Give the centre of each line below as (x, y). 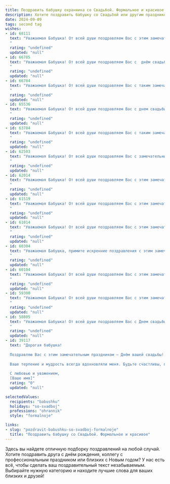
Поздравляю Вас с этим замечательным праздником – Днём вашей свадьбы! (87, 354)
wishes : (13, 29)
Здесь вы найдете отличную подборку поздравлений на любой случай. (83, 449)
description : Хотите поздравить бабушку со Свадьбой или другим (74, 15)
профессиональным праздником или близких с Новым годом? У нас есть (85, 460)
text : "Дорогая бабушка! (36, 345)
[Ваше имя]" (23, 378)
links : (12, 425)
